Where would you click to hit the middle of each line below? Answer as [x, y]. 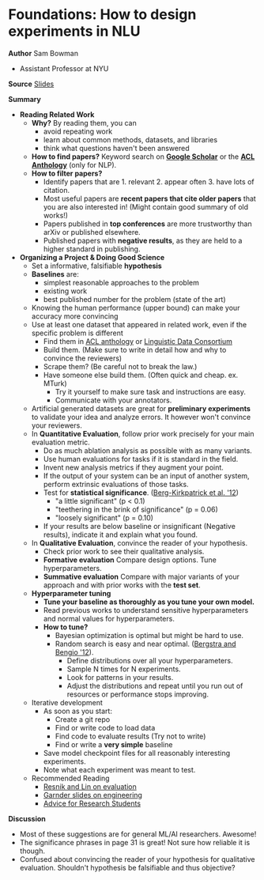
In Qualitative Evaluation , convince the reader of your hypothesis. [139, 542]
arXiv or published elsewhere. [92, 232]
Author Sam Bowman [43, 53]
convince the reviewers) [83, 358]
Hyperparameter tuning [71, 593]
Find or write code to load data [105, 727]
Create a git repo [83, 719]
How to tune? [66, 627]
